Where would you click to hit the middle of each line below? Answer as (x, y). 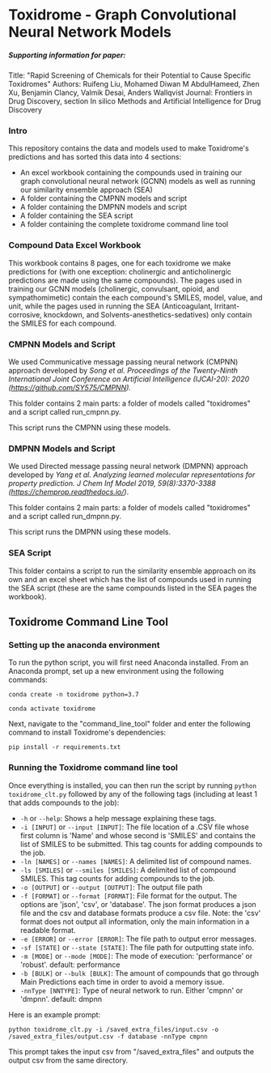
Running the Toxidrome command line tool (93, 768)
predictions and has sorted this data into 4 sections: (95, 157)
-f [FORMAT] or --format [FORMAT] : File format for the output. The (128, 896)
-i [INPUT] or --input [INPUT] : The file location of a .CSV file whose (134, 827)
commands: (28, 680)
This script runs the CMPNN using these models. (90, 428)
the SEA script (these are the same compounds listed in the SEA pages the (133, 588)
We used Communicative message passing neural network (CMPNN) (123, 362)
